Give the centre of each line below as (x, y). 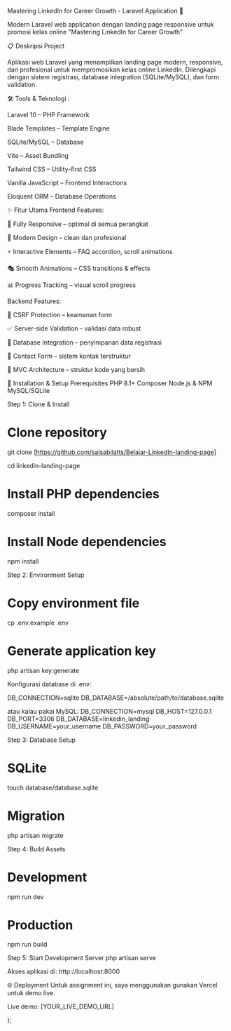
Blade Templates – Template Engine (58, 128)
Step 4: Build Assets (36, 849)
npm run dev (26, 897)
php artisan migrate (36, 835)
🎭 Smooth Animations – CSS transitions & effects (79, 268)
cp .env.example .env (38, 623)
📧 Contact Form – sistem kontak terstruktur (69, 356)
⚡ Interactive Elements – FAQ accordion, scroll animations (90, 252)
